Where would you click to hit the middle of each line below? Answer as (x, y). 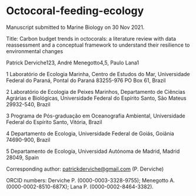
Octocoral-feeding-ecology (75, 11)
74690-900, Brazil (28, 139)
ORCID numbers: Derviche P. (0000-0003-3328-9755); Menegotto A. (91, 180)
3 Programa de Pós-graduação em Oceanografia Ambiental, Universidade (96, 116)
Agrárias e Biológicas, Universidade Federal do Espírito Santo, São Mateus (96, 98)
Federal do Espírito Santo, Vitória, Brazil (54, 122)
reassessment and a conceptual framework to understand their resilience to (98, 45)
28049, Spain (23, 157)
